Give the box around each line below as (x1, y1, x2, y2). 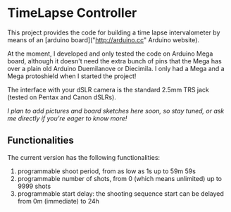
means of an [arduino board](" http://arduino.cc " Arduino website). (7, 35, 199, 44)
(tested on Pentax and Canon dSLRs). (7, 93, 116, 101)
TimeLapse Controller (7, 5, 137, 21)
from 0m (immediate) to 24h (17, 197, 100, 205)
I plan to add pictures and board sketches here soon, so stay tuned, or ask (7, 106, 225, 115)
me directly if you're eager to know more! (7, 114, 127, 123)
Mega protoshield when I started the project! (7, 72, 137, 80)
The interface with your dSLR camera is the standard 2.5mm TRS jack (7, 85, 209, 94)
